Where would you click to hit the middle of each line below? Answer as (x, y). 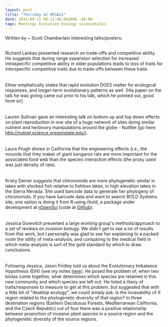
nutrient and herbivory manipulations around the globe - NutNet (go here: (81, 128)
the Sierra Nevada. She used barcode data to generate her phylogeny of (79, 191)
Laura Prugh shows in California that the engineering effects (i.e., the (76, 149)
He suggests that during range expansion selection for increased (72, 59)
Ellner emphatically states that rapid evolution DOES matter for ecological (81, 85)
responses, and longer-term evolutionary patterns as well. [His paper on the (83, 90)
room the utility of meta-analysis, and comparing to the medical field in (78, 239)
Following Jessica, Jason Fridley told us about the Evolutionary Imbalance (81, 266)
